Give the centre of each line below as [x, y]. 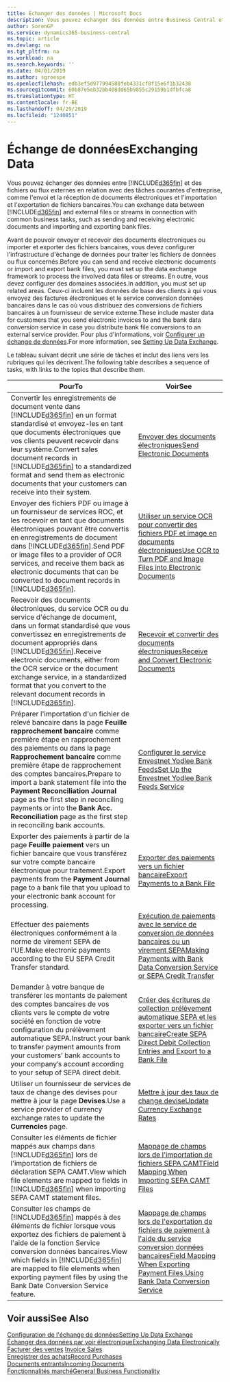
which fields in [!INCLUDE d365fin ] [66, 1259]
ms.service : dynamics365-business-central [68, 33]
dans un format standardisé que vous [71, 625]
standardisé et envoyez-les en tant [67, 423]
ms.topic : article [33, 39]
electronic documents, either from [65, 659]
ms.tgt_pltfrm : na [33, 52]
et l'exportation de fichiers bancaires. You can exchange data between [106, 204]
